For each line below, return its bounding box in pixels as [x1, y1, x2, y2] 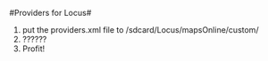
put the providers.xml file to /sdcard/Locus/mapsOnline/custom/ [21, 25, 259, 34]
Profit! [21, 43, 46, 54]
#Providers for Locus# [9, 8, 92, 18]
